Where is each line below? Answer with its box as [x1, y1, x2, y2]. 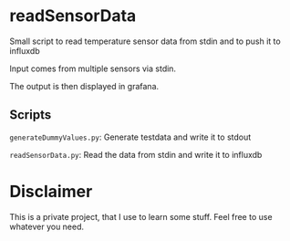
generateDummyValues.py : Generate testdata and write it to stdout [9, 131, 252, 142]
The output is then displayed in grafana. [9, 80, 160, 91]
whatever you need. [9, 221, 85, 232]
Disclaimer [9, 181, 93, 202]
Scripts [9, 107, 52, 123]
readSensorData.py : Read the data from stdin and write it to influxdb [9, 149, 263, 160]
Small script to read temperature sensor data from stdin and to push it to [9, 36, 281, 47]
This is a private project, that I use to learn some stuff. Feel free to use [9, 211, 273, 222]
